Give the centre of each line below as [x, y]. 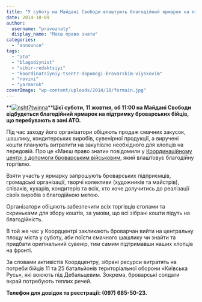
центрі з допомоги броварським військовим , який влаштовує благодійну [100, 157]
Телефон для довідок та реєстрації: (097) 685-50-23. [77, 292]
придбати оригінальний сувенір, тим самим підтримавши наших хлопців [100, 244]
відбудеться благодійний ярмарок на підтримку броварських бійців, [98, 114]
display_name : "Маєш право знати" [55, 34]
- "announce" [28, 46]
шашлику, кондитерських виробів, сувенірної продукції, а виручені [93, 138]
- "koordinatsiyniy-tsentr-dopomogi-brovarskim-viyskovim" [87, 74]
